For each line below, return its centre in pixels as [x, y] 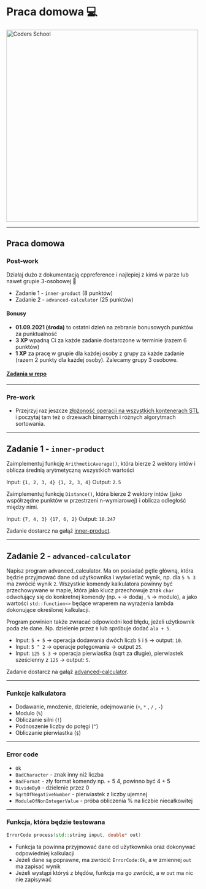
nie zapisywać [33, 879]
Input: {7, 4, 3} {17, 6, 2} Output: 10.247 [61, 519]
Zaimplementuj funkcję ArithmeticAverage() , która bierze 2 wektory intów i [101, 464]
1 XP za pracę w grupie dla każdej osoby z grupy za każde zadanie [100, 353]
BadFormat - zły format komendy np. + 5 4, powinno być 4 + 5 [93, 781]
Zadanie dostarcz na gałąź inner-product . [59, 531]
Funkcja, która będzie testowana [56, 822]
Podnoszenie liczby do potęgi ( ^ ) [57, 726]
